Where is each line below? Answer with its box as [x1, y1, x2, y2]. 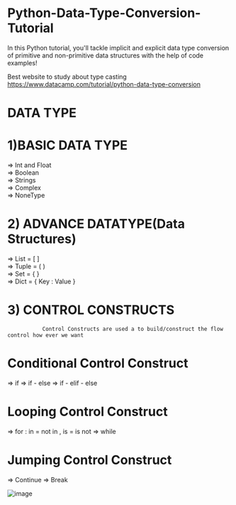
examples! [7, 58, 38, 67]
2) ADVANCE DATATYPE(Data [7, 216, 186, 232]
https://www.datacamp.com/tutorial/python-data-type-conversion [7, 80, 201, 88]
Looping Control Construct [7, 403, 168, 420]
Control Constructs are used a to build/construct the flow [42, 325, 223, 332]
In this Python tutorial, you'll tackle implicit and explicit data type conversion [7, 43, 230, 52]
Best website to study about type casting [7, 72, 128, 81]
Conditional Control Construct [7, 355, 189, 371]
